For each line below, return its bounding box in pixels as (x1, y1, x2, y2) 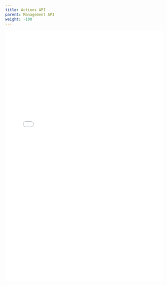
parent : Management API (5, 12, 55, 17)
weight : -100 (5, 17, 32, 22)
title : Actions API (5, 7, 46, 13)
